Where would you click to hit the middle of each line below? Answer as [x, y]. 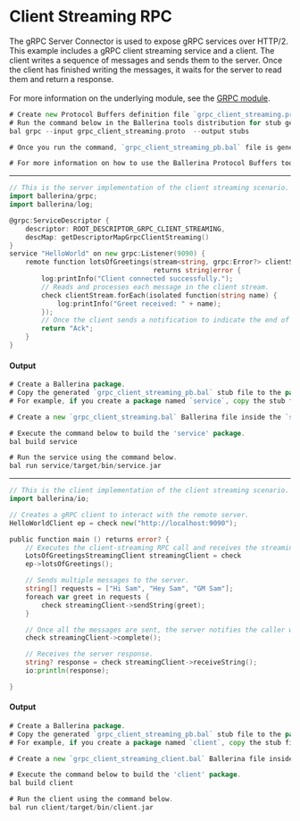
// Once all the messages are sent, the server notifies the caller [155, 630]
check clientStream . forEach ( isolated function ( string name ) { [159, 295]
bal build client [42, 783]
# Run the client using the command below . [92, 800]
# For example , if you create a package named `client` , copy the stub [145, 742]
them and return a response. [62, 79]
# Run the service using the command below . [93, 457]
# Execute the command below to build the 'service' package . [127, 433]
